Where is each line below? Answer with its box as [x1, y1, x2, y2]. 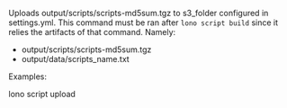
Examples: [8, 71, 47, 82]
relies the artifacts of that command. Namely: [8, 27, 176, 37]
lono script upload [8, 89, 76, 99]
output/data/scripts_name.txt [21, 54, 130, 64]
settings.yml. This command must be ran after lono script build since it [8, 17, 279, 28]
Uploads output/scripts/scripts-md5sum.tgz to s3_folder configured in [8, 8, 269, 18]
